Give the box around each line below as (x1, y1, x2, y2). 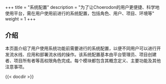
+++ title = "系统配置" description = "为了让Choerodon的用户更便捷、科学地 (5, 4, 160, 10)
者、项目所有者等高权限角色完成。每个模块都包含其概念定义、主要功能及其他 (5, 57, 161, 63)
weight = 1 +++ (5, 16, 36, 22)
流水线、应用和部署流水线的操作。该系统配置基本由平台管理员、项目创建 (9, 51, 157, 57)
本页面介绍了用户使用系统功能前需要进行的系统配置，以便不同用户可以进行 (5, 45, 157, 51)
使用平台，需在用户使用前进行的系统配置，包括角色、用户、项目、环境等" (5, 10, 155, 16)
